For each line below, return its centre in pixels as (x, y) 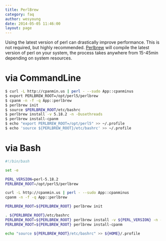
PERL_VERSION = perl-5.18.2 (32, 179)
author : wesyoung (23, 19)
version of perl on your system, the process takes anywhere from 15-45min (82, 53)
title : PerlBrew (22, 10)
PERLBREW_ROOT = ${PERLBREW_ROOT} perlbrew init (54, 206)
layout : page (19, 28)
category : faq (20, 14)
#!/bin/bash (17, 161)
